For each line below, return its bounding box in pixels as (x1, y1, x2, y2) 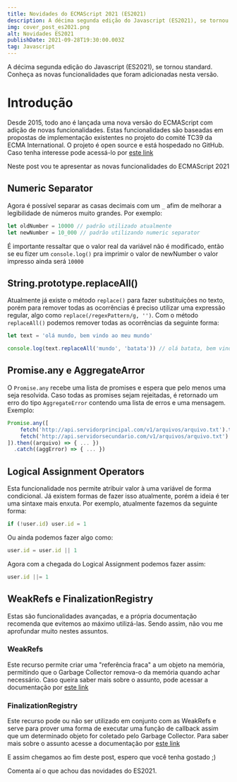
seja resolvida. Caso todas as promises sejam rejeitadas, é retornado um (7, 390, 219, 399)
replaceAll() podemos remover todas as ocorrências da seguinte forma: (7, 319, 219, 327)
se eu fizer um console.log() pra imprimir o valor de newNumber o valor (7, 249, 219, 258)
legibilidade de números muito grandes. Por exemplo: (7, 209, 163, 217)
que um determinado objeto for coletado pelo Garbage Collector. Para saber (7, 732, 229, 740)
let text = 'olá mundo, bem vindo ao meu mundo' (7, 332, 153, 339)
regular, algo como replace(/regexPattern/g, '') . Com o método (7, 311, 199, 320)
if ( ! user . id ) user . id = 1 (7, 520, 87, 527)
